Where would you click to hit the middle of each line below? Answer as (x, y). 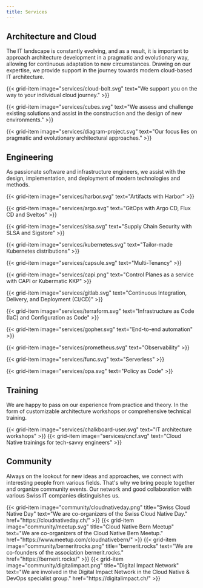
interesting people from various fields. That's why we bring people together (101, 482)
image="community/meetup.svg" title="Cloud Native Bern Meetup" (90, 527)
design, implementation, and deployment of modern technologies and (93, 178)
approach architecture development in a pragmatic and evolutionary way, (98, 58)
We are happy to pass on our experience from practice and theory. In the (97, 405)
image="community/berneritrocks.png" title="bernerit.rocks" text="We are (99, 546)
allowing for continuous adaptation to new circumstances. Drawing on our (98, 64)
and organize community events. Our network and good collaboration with (99, 489)
